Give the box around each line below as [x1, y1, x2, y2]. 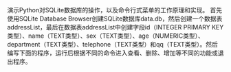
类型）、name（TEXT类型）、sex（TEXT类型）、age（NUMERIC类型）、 [7, 32, 205, 40]
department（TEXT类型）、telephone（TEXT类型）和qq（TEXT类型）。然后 [7, 40, 219, 48]
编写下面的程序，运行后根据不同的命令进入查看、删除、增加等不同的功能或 [7, 49, 218, 57]
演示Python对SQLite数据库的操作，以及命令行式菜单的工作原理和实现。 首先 [7, 6, 223, 14]
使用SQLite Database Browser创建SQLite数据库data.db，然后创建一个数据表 [7, 14, 223, 23]
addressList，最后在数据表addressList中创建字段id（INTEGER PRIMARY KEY [7, 23, 224, 31]
